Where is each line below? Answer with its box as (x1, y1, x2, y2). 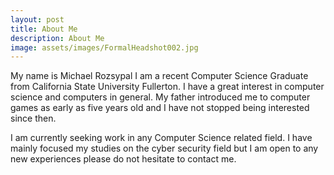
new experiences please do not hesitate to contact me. (10, 153, 237, 165)
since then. (10, 112, 57, 125)
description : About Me (10, 33, 105, 43)
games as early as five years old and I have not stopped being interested (10, 102, 310, 114)
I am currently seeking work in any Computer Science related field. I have (10, 132, 313, 144)
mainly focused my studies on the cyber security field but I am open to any (10, 142, 319, 155)
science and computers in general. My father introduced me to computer (10, 91, 311, 103)
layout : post (10, 14, 65, 25)
